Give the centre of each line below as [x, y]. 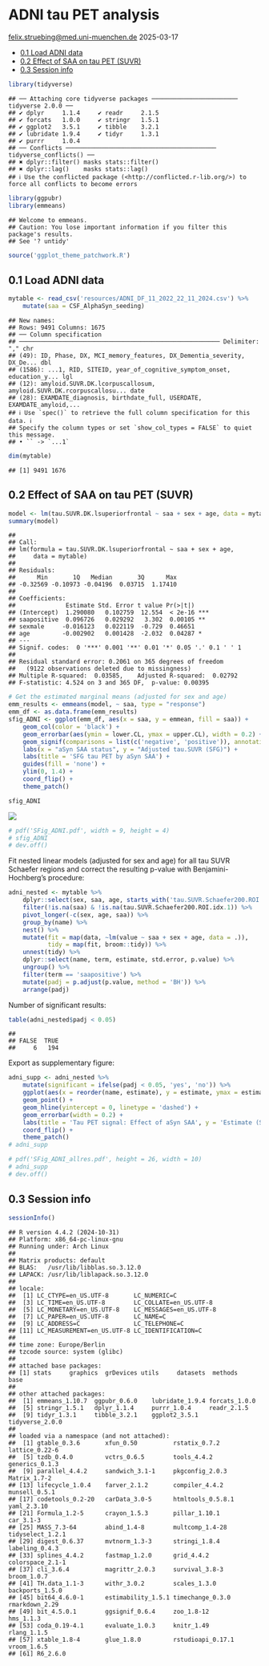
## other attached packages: [57, 1394]
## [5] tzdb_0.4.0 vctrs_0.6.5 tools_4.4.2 [111, 1457]
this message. [32, 435]
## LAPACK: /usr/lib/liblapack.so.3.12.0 [78, 1274]
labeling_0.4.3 [34, 1548]
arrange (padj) [46, 989]
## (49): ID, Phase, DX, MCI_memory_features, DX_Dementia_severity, [127, 356]
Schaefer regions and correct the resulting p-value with [100, 869]
